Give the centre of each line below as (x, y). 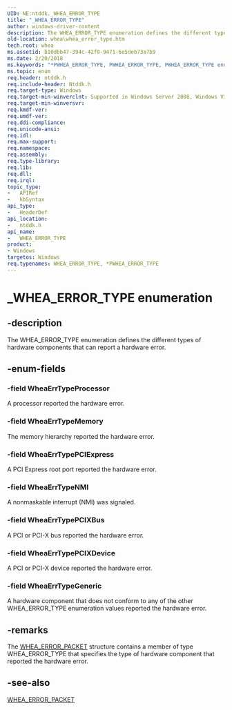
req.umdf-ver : (28, 116)
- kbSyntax (26, 200)
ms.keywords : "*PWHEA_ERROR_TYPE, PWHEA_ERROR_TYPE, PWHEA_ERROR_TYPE (111, 65)
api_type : (21, 206)
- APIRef (23, 193)
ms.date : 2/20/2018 (35, 59)
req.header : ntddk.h (37, 78)
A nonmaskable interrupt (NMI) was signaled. (71, 502)
